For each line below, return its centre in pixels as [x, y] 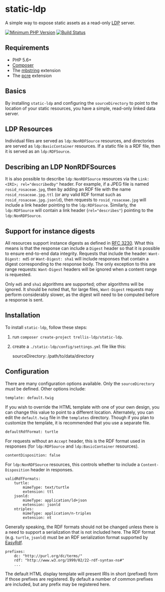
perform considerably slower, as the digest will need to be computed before [82, 295]
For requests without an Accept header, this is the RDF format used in [75, 441]
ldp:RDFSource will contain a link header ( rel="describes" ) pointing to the [79, 211]
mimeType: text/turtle [46, 487]
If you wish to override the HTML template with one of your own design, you [82, 407]
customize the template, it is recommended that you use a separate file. [78, 423]
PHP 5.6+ [22, 60]
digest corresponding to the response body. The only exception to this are [81, 264]
